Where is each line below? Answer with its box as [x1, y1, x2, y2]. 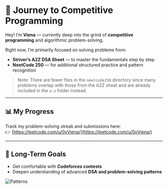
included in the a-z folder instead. [17, 87, 87, 93]
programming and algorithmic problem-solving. [5, 37, 104, 43]
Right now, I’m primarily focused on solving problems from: [5, 47, 126, 53]
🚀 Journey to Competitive [5, 5, 113, 16]
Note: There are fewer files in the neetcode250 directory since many [17, 77, 156, 83]
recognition [12, 67, 36, 73]
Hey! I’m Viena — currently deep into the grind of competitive [5, 32, 133, 38]
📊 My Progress [5, 107, 54, 116]
